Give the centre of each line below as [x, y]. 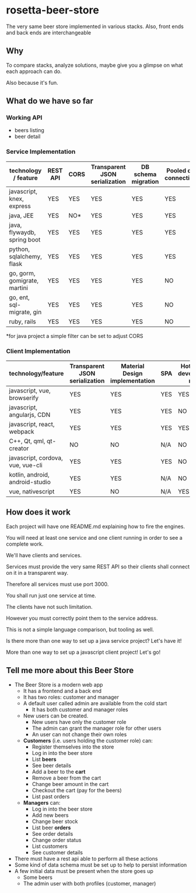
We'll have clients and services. [44, 555]
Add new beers [50, 815]
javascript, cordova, [36, 458]
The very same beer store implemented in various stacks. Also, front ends [95, 26]
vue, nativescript [32, 492]
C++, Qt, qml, [27, 441]
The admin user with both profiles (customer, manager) [90, 883]
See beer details [52, 765]
